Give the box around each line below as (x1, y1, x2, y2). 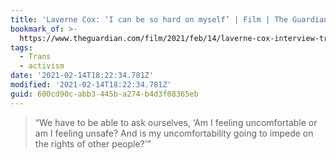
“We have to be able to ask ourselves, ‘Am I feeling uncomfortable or (34, 116, 318, 128)
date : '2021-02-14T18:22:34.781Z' (10, 71, 155, 81)
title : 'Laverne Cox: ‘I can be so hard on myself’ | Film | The (10, 14, 288, 25)
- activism (19, 61, 65, 71)
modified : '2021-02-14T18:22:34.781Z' (10, 80, 172, 90)
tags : (10, 42, 33, 53)
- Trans (19, 52, 52, 62)
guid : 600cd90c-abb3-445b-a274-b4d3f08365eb (10, 89, 199, 99)
